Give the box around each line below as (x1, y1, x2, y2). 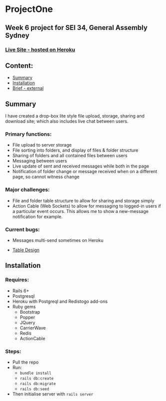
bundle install (19, 371, 51, 376)
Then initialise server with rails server (12, 391, 94, 397)
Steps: (5, 348, 21, 355)
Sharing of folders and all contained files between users (12, 153, 128, 159)
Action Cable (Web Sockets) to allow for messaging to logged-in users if (12, 203, 161, 209)
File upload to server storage (12, 142, 72, 148)
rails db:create (19, 376, 54, 381)
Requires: (5, 276, 29, 283)
